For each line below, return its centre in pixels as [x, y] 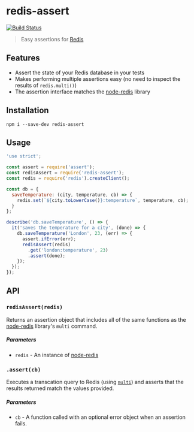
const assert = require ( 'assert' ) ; [51, 167]
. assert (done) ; [47, 256]
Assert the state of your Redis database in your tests [80, 72]
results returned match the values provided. [60, 388]
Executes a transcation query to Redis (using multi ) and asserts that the [95, 382]
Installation [28, 111]
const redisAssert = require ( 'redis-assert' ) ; [65, 173]
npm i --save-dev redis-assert [45, 124]
